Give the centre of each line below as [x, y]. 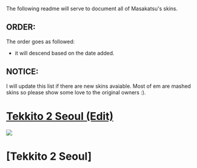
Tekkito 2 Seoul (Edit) [60, 116]
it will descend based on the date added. [64, 53]
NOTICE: [22, 72]
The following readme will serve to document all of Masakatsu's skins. [92, 9]
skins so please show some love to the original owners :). [76, 92]
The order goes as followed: [41, 42]
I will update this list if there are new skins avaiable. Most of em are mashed [99, 86]
